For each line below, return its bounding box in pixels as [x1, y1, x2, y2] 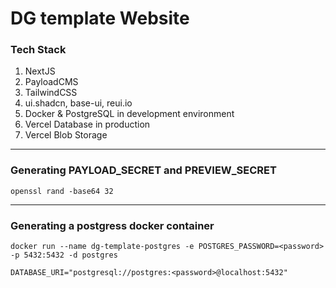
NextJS [24, 65, 56, 77]
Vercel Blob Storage [24, 129, 108, 141]
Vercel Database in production [24, 118, 151, 131]
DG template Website [10, 7, 190, 30]
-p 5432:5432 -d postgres [10, 250, 118, 261]
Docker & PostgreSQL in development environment [24, 108, 235, 120]
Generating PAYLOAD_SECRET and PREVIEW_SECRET [10, 163, 277, 177]
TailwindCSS [24, 87, 78, 99]
